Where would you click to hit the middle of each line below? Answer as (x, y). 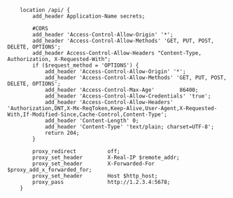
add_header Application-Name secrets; (89, 16)
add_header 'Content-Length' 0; (92, 121)
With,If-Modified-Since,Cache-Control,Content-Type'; (87, 114)
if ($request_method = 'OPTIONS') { (86, 65)
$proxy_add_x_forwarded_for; (50, 170)
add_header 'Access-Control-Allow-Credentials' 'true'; (128, 96)
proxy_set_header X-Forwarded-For (94, 164)
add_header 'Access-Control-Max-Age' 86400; (121, 90)
